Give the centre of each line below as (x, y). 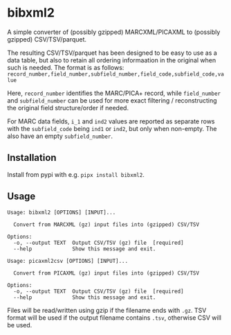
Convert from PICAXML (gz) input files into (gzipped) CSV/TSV (106, 273)
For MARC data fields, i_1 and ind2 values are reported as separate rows (111, 121)
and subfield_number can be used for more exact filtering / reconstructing (112, 100)
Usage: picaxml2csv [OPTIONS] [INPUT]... (68, 261)
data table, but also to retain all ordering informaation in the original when (112, 60)
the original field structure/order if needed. (68, 108)
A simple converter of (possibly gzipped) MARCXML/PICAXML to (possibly (114, 32)
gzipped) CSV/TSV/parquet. (47, 39)
